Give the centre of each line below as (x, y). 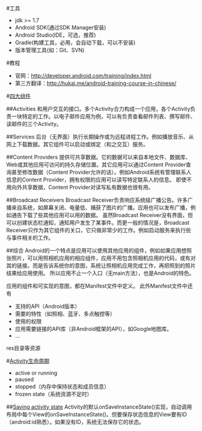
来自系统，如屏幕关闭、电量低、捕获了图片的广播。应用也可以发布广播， (101, 207)
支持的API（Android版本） (47, 306)
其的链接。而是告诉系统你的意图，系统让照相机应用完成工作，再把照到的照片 (101, 266)
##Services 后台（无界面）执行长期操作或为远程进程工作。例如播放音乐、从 (100, 137)
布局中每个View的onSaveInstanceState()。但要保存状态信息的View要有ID (97, 414)
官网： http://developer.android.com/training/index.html (83, 76)
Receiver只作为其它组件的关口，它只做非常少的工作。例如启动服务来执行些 (99, 230)
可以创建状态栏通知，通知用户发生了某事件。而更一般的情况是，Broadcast (98, 222)
